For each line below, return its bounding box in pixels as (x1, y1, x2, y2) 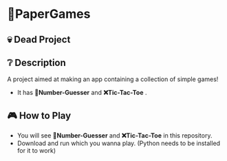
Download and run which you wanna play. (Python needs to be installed (17, 139, 221, 147)
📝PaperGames (7, 6, 91, 22)
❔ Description (7, 56, 67, 68)
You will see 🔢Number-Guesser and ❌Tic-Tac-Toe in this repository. (17, 131, 213, 140)
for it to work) (17, 147, 56, 155)
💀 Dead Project (7, 34, 71, 45)
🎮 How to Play (7, 109, 72, 121)
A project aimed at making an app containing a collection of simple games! (7, 75, 219, 83)
